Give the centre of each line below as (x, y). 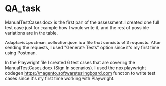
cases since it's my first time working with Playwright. (60, 78)
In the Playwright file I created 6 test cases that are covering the (70, 62)
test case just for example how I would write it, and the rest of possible (77, 27)
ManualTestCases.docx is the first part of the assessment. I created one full (82, 22)
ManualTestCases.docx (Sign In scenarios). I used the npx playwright (76, 68)
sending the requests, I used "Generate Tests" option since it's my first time (82, 47)
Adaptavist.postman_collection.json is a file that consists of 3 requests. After (83, 42)
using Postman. (21, 53)
